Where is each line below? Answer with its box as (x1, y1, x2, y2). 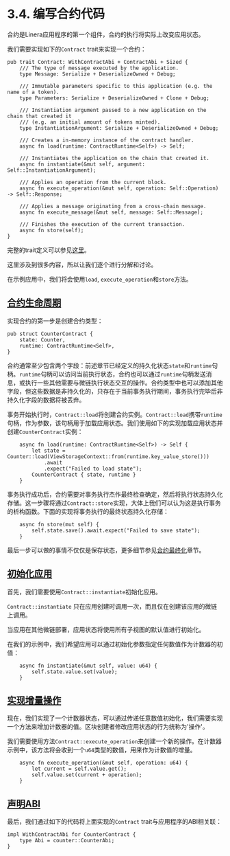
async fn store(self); (19, 227, 84, 234)
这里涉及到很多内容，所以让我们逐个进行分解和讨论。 (7, 260, 157, 269)
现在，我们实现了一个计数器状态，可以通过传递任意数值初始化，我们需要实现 (7, 714, 223, 722)
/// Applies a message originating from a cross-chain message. (19, 203, 207, 210)
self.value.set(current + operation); (31, 771, 142, 778)
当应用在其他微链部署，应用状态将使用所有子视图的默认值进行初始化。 (7, 625, 205, 633)
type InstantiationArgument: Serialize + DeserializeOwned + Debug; (19, 124, 219, 131)
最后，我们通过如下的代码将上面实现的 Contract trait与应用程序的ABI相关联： (7, 818, 222, 826)
